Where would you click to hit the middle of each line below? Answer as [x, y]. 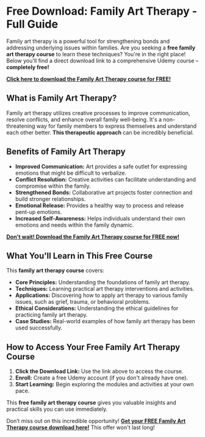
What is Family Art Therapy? [62, 98]
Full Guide [32, 24]
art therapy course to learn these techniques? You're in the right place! [96, 54]
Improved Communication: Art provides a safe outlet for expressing [101, 166]
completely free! [28, 67]
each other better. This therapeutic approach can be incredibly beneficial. [100, 132]
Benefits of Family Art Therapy [66, 152]
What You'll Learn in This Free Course [80, 256]
